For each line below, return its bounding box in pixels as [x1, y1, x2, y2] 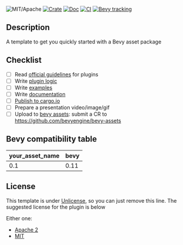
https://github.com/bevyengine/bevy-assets [14, 118, 121, 125]
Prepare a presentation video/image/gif [14, 103, 110, 111]
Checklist [6, 55, 42, 65]
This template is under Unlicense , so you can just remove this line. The [6, 197, 177, 204]
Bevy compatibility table [6, 134, 97, 144]
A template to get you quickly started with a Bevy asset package [6, 38, 162, 45]
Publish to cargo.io [14, 97, 60, 104]
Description [6, 22, 50, 32]
